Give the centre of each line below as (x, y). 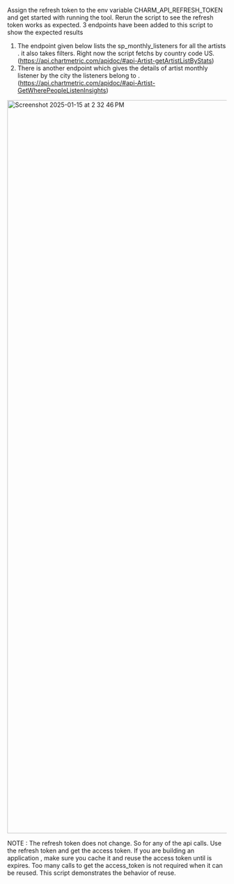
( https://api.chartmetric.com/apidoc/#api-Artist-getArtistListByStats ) (116, 61)
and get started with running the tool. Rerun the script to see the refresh (110, 17)
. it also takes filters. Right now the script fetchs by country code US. (116, 53)
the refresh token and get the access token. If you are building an (101, 850)
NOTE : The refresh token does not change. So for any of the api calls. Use (114, 843)
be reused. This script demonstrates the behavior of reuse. (92, 873)
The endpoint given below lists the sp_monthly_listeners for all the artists (122, 46)
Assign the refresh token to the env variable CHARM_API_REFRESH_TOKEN (115, 10)
